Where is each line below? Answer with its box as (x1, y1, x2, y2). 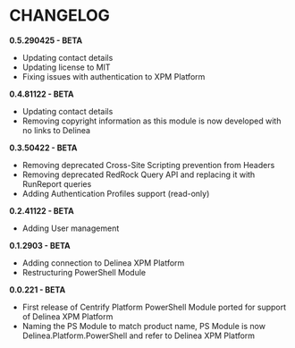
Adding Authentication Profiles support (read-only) (21, 188, 210, 199)
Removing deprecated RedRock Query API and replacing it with (21, 169, 256, 180)
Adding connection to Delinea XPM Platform (21, 257, 185, 268)
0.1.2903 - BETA (9, 240, 72, 250)
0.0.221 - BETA (9, 284, 66, 295)
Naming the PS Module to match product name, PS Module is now (21, 320, 266, 331)
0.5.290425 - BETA (9, 35, 83, 46)
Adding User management (21, 223, 120, 233)
